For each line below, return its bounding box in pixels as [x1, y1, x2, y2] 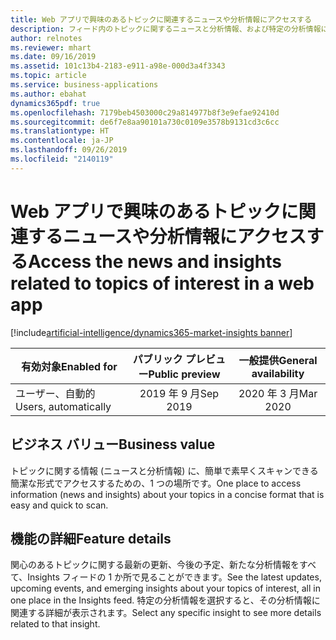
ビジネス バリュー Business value [10, 436, 216, 453]
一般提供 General [238, 353, 318, 367]
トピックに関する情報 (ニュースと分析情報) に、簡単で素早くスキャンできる [10, 464, 319, 476]
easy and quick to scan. [10, 499, 109, 511]
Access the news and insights [28, 250, 282, 273]
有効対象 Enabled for [21, 359, 118, 373]
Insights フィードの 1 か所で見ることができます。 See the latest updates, [27, 571, 322, 583]
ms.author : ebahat [10, 89, 87, 99]
